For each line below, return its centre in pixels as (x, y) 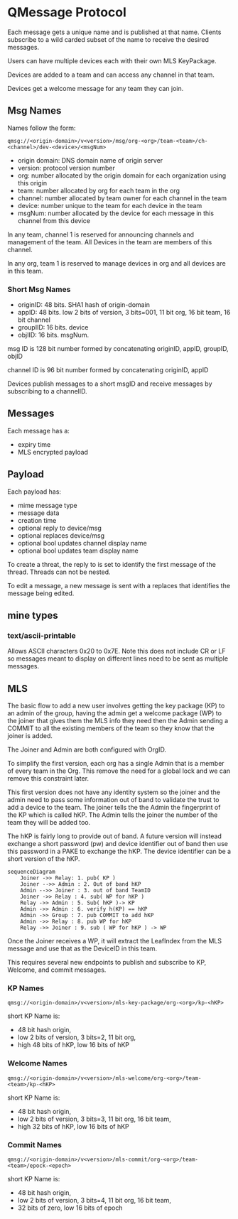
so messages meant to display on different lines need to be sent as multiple (118, 659)
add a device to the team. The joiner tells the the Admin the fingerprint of (114, 808)
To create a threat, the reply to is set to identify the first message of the (112, 564)
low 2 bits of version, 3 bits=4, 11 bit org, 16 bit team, (94, 1201)
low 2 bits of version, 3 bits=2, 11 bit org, (77, 1037)
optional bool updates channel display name (82, 543)
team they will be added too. (49, 823)
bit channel (34, 320)
